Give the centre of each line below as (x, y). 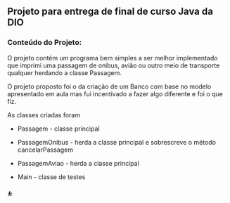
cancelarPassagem (45, 150)
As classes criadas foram (44, 114)
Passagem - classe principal (58, 129)
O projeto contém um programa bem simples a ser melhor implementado (113, 58)
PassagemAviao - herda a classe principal (78, 163)
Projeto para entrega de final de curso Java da (110, 12)
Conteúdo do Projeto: (45, 43)
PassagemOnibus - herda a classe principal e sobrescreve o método (117, 142)
